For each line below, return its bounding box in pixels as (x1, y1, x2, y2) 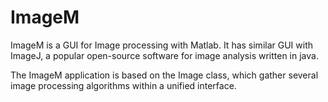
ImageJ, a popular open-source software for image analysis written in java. (10, 49, 319, 61)
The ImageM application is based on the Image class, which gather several (10, 69, 319, 81)
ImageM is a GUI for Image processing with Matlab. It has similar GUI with (10, 39, 314, 51)
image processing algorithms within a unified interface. (10, 79, 237, 91)
